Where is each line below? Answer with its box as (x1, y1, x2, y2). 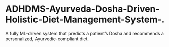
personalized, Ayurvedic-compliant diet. (5, 36, 89, 42)
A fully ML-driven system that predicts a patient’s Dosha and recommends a (5, 30, 164, 36)
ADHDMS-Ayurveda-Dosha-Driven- (5, 3, 160, 15)
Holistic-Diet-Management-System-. (5, 14, 165, 25)
